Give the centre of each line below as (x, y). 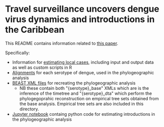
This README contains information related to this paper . (62, 43)
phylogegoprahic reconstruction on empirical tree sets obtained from (89, 98)
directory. (29, 109)
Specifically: (18, 53)
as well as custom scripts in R (42, 67)
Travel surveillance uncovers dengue (82, 9)
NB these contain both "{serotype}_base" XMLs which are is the (84, 88)
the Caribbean (35, 30)
